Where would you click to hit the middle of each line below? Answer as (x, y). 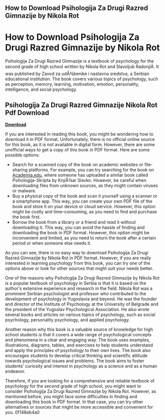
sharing (20, 170)
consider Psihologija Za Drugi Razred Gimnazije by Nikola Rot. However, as (81, 391)
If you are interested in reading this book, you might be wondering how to (79, 134)
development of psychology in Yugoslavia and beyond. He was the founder (81, 299)
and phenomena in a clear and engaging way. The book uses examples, (78, 340)
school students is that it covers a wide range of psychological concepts (78, 335)
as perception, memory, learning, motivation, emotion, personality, (72, 84)
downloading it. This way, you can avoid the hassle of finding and (78, 227)
